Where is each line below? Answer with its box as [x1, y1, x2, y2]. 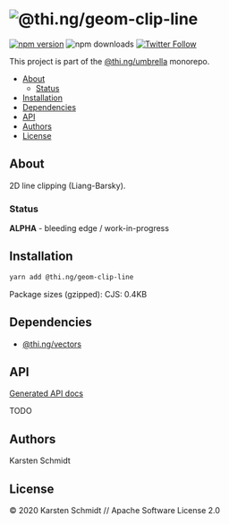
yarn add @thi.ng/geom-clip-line [9, 272, 134, 281]
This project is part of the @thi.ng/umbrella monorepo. [9, 56, 210, 66]
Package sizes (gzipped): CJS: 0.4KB [9, 288, 148, 299]
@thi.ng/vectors [21, 339, 82, 349]
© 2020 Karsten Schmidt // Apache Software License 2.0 [9, 504, 221, 515]
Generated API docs [9, 388, 83, 399]
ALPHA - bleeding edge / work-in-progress [9, 223, 170, 234]
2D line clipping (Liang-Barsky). [9, 180, 126, 191]
